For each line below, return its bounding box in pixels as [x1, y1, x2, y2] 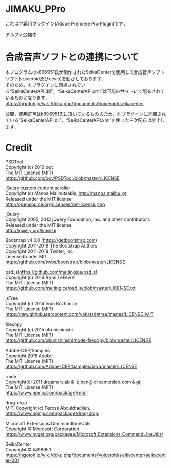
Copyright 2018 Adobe [5, 353, 53, 359]
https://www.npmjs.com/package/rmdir [5, 389, 88, 396]
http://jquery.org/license [5, 227, 57, 233]
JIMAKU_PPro [5, 3, 66, 15]
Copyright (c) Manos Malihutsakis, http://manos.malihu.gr [5, 190, 127, 196]
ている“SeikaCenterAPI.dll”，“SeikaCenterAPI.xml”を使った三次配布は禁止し [5, 117, 165, 123]
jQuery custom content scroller [5, 185, 70, 191]
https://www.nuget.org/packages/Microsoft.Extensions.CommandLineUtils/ [5, 431, 164, 437]
